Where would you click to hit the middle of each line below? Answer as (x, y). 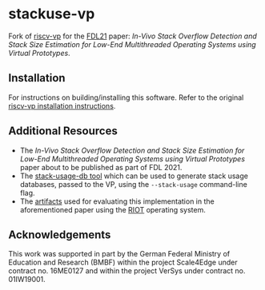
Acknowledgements (60, 234)
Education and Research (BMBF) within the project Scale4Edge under (123, 262)
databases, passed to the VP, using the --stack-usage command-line (134, 184)
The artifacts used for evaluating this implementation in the (117, 201)
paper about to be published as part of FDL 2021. (101, 167)
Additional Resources (63, 131)
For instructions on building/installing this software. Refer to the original (126, 97)
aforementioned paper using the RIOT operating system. (112, 209)
